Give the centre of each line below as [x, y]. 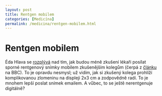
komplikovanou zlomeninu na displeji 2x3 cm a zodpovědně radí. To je [77, 78]
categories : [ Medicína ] [30, 19]
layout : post [19, 10]
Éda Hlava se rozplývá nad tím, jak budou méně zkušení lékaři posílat [76, 62]
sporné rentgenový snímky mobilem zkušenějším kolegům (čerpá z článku [81, 67]
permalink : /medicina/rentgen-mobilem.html [51, 24]
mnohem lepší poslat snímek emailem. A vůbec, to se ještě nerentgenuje [79, 83]
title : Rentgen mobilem [30, 14]
